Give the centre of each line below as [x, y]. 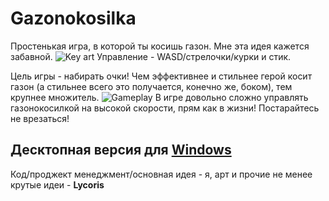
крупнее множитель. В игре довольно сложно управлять [159, 97]
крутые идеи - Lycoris [57, 184]
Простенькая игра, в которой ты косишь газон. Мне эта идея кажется [160, 46]
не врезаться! [40, 118]
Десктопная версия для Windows [121, 150]
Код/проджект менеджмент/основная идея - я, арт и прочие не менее [161, 174]
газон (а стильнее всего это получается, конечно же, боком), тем [151, 86]
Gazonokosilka [73, 18]
